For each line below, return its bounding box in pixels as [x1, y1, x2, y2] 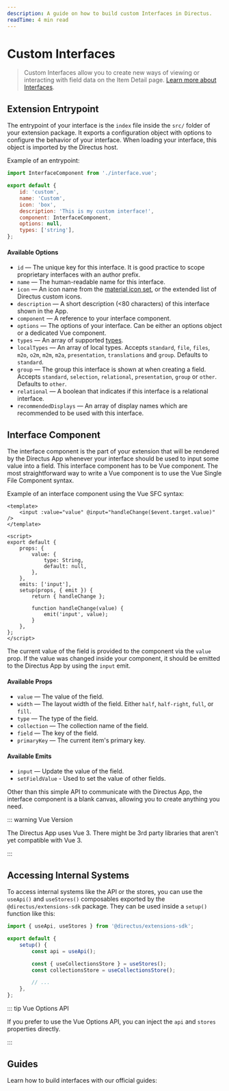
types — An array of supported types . [16, 336, 124, 344]
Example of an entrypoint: [7, 156, 80, 165]
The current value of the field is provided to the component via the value [7, 647, 212, 655]
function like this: [7, 910, 56, 918]
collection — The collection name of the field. [16, 722, 149, 730]
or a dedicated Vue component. [16, 329, 107, 337]
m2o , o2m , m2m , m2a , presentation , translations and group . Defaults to [16, 351, 208, 359]
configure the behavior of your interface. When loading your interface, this [7, 136, 217, 144]
